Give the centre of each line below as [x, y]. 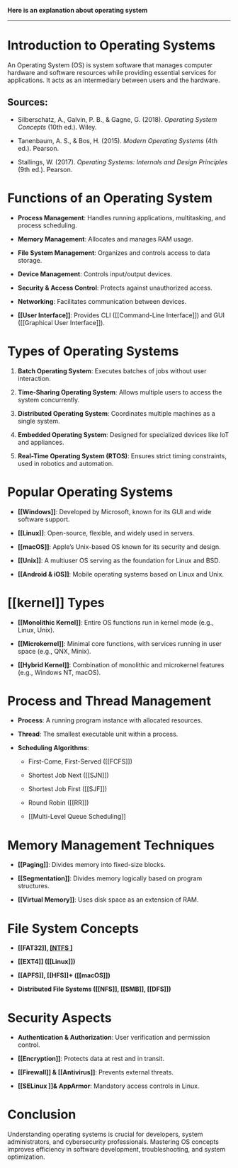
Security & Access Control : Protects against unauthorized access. [115, 288]
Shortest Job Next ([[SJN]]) [69, 776]
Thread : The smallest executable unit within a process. [98, 734]
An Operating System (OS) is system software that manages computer [110, 65]
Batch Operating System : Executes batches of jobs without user [112, 370]
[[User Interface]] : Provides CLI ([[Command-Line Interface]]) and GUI [121, 315]
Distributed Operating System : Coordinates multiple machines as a [116, 413]
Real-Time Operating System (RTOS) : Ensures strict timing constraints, [122, 455]
